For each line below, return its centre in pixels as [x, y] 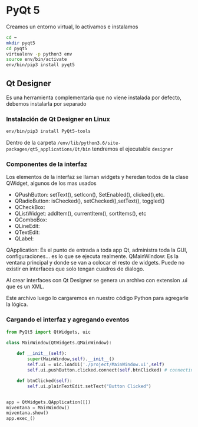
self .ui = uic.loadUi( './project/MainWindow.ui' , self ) [96, 365]
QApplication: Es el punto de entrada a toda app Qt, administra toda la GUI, [97, 250]
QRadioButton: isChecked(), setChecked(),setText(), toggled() [90, 201]
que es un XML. [25, 286]
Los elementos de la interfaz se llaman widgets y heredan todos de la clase [97, 177]
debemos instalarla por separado [46, 104]
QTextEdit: [27, 232]
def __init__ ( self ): [42, 354]
